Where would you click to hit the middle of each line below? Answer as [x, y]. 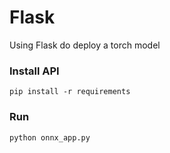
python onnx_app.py [50, 137]
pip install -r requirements [70, 92]
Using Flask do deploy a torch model [85, 45]
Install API [34, 71]
